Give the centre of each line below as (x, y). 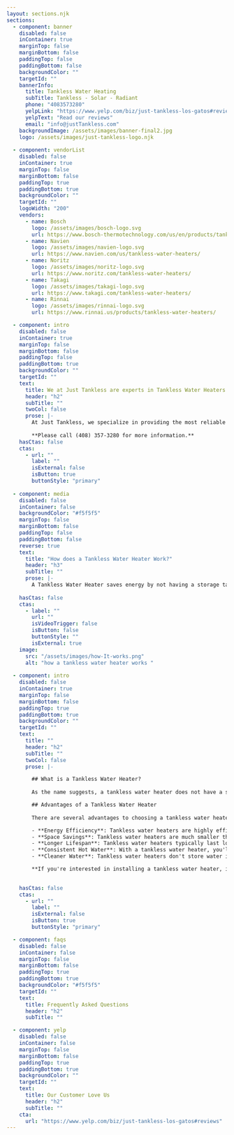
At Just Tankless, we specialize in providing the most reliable (129, 423)
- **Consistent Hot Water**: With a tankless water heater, (121, 850)
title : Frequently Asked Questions (77, 1004)
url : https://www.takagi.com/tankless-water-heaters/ (111, 293)
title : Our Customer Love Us (67, 1095)
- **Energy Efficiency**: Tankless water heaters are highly (123, 830)
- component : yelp (40, 1030)
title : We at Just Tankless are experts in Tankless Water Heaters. (127, 390)
